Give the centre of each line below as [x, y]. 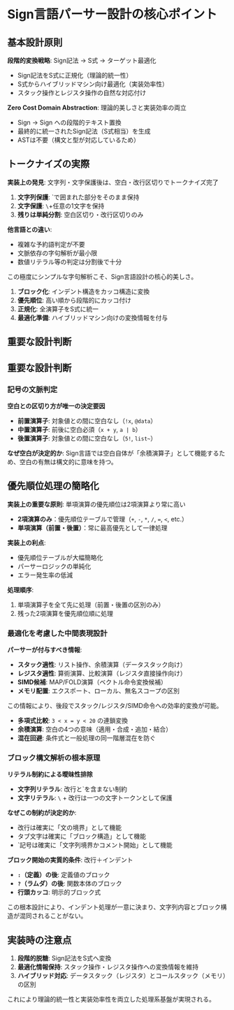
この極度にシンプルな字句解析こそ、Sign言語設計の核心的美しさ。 [102, 276]
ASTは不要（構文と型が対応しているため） [78, 140]
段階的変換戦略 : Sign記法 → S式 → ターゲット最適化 [82, 60]
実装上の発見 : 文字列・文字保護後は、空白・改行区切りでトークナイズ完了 [113, 182]
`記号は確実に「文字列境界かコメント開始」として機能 [95, 845]
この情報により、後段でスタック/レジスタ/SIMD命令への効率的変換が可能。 [115, 706]
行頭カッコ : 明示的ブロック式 [59, 893]
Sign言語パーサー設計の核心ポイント [112, 14]
